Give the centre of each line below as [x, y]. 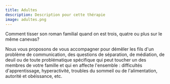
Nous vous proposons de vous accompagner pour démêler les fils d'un [79, 49]
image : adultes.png [26, 19]
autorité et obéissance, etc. [34, 76]
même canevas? [22, 39]
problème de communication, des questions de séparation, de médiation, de [85, 54]
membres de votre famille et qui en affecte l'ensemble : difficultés [74, 65]
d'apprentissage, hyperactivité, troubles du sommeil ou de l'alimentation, [81, 71]
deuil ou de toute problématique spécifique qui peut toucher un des [76, 60]
